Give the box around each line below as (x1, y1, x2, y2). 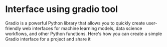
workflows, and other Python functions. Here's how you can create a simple (5, 30, 162, 36)
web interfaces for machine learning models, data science (22, 25, 142, 31)
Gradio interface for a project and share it (5, 36, 91, 42)
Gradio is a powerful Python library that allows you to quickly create (5, 20, 145, 26)
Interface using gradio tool (5, 3, 118, 15)
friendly (5, 25, 22, 31)
